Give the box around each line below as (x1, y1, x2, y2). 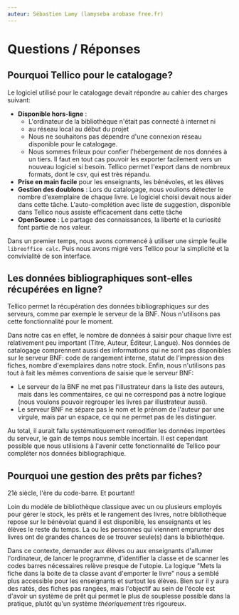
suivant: (7, 95, 31, 104)
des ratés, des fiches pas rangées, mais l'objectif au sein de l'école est (7, 584, 216, 593)
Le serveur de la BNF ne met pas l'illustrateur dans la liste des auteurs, (17, 383, 225, 391)
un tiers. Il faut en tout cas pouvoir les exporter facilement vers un (28, 154, 222, 164)
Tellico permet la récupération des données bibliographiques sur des (7, 302, 210, 311)
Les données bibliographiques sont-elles (7, 272, 193, 284)
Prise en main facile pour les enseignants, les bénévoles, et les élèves (17, 177, 224, 186)
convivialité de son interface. (7, 252, 92, 260)
